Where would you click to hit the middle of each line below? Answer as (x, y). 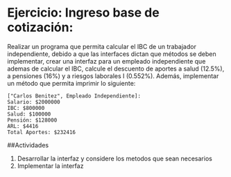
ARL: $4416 (23, 126)
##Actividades (28, 145)
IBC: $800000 (26, 108)
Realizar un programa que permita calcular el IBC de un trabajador (102, 46)
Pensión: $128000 (32, 120)
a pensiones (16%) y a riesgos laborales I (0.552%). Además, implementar (113, 76)
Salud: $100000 (29, 114)
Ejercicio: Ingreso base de (83, 13)
